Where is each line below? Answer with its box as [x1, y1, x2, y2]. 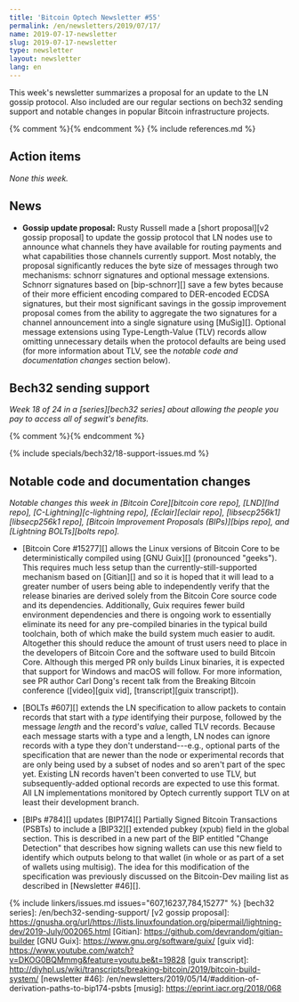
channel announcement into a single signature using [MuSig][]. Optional [21, 317, 287, 328]
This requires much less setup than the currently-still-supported [21, 562, 258, 573]
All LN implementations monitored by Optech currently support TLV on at [21, 787, 290, 798]
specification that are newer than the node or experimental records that [21, 750, 285, 761]
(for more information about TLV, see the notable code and [21, 345, 238, 356]
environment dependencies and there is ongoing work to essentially [21, 609, 271, 620]
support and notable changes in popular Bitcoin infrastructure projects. [9, 106, 270, 117]
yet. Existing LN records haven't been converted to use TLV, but [21, 769, 256, 779]
